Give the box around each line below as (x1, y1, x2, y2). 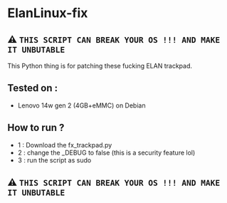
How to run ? (7, 122, 65, 134)
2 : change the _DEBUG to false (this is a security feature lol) (17, 148, 196, 157)
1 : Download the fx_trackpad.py (17, 140, 112, 149)
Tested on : (7, 82, 58, 94)
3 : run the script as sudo (17, 155, 92, 165)
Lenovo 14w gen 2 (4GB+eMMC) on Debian (17, 101, 146, 110)
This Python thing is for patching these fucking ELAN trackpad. (7, 62, 193, 70)
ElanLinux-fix (7, 5, 88, 21)
